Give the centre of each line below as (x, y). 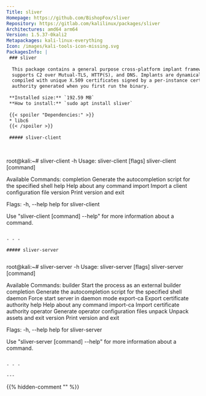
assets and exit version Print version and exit (63, 317)
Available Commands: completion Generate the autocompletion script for (98, 179)
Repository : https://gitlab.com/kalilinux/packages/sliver (83, 23)
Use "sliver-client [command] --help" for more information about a (90, 216)
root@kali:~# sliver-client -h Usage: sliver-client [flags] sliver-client (91, 161)
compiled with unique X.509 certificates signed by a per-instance (100, 80)
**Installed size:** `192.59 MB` (52, 98)
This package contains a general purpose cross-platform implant (97, 69)
